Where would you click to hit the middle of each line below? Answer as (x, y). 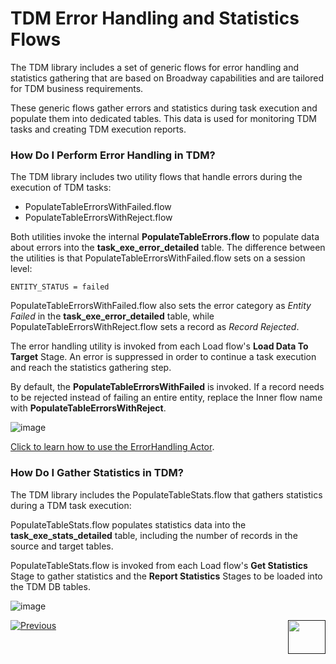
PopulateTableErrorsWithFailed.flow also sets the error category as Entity (161, 306)
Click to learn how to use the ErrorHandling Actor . (112, 447)
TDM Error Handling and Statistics (155, 18)
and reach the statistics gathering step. (91, 368)
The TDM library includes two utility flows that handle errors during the (156, 177)
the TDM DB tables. (50, 586)
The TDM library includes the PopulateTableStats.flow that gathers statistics (166, 494)
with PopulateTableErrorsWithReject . (88, 408)
